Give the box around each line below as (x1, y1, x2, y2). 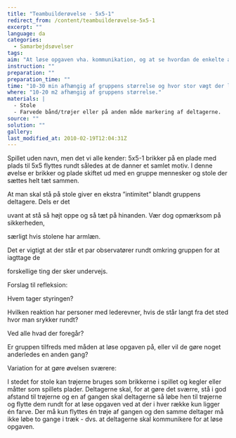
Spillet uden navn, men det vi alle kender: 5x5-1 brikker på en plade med (7, 154, 216, 163)
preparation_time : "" (7, 75, 71, 83)
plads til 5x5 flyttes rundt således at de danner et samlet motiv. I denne (7, 161, 213, 170)
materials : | (7, 96, 46, 103)
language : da (7, 30, 46, 37)
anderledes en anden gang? (7, 350, 88, 359)
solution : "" (7, 121, 46, 129)
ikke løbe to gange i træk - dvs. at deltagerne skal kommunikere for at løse (7, 415, 223, 423)
